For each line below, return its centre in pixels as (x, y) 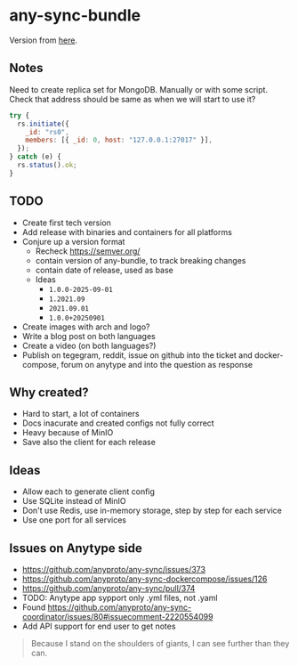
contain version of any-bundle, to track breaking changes (141, 260)
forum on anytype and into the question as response (157, 364)
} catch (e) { (36, 157)
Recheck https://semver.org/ (88, 251)
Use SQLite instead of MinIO (74, 501)
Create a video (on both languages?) (89, 345)
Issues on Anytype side (76, 548)
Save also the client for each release (89, 443)
